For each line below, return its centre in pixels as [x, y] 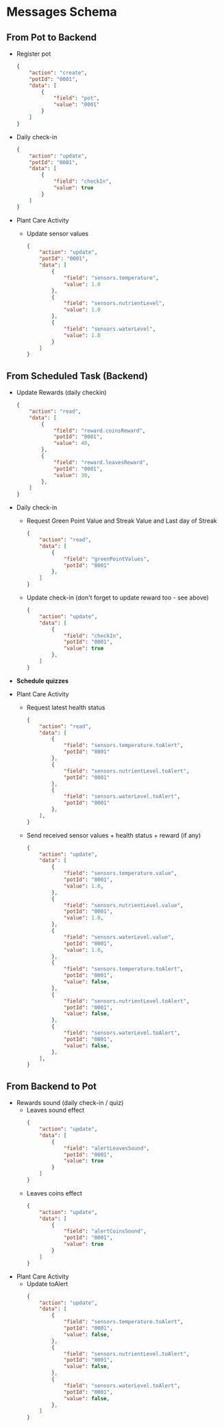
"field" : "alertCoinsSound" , [105, 1231]
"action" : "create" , [58, 73]
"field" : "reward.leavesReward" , [101, 462]
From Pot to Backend [52, 37]
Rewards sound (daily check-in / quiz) [70, 1103]
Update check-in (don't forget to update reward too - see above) [118, 597]
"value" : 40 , [72, 444]
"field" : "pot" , [76, 98]
